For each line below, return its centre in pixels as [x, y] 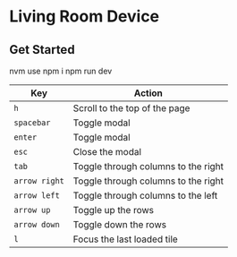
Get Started [42, 50]
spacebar [32, 123]
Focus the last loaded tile [126, 239]
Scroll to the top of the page [131, 108]
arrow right [39, 181]
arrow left [37, 196]
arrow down [37, 224]
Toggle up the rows [114, 210]
